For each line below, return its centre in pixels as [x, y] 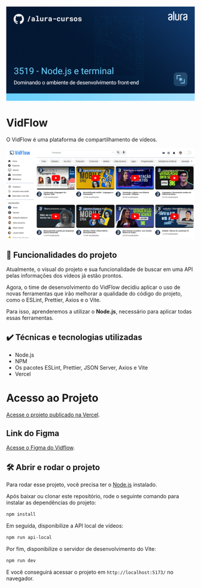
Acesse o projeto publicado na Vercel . [53, 415]
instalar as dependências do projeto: [51, 502]
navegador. [20, 578]
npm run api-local [29, 538]
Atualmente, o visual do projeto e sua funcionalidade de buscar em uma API [100, 269]
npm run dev [21, 561]
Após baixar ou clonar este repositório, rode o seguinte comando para [93, 496]
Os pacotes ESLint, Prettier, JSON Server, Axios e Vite [81, 367]
